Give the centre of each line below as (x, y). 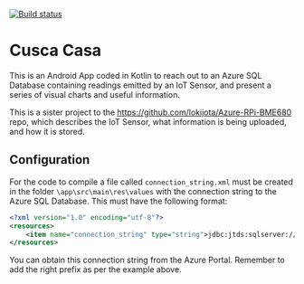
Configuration (50, 160)
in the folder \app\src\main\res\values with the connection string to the (143, 191)
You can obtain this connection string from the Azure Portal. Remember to (147, 260)
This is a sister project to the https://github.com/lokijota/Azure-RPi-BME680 (151, 112)
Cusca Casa (56, 51)
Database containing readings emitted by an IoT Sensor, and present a (140, 85)
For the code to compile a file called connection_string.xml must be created (152, 182)
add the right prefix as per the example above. (96, 270)
